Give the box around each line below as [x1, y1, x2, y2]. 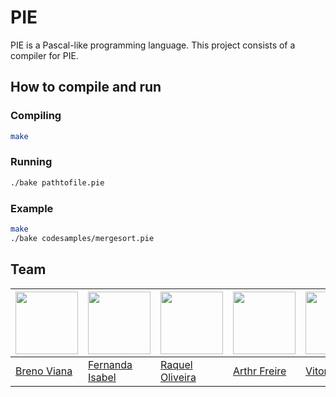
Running [10, 155, 53, 169]
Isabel [88, 370, 117, 384]
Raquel [160, 357, 193, 371]
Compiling [10, 109, 62, 123]
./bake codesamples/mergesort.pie [10, 233, 155, 243]
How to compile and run [10, 79, 162, 96]
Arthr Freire [233, 364, 287, 378]
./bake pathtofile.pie [10, 177, 105, 188]
